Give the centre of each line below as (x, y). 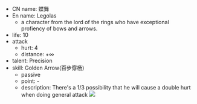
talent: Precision (32, 60)
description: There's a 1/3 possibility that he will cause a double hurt (106, 87)
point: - (30, 81)
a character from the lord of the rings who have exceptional (95, 22)
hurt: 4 (29, 48)
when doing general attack (54, 95)
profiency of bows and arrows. (59, 28)
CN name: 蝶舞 (31, 9)
